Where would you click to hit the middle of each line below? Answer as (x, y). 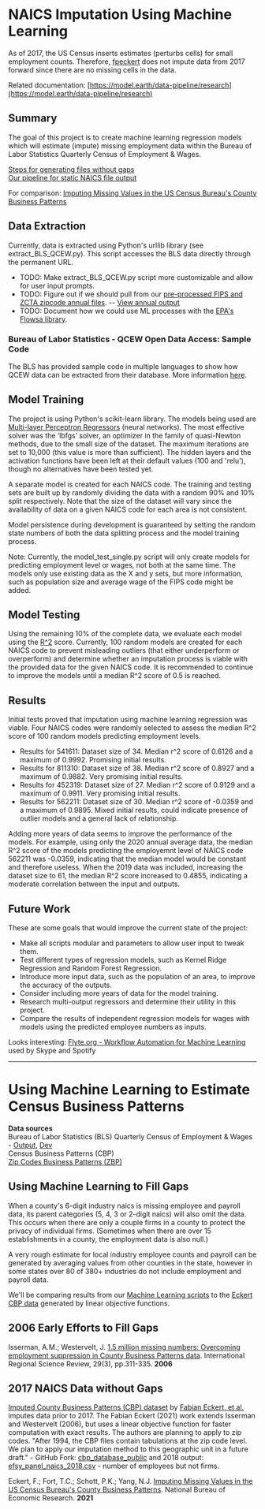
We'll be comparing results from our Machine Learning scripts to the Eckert (131, 1295)
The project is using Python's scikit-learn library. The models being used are (132, 419)
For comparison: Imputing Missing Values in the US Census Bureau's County (132, 193)
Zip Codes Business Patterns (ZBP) (65, 1162)
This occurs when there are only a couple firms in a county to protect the (127, 1222)
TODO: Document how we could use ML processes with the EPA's (127, 311)
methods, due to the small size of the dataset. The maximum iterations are (129, 444)
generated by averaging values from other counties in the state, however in (130, 1262)
